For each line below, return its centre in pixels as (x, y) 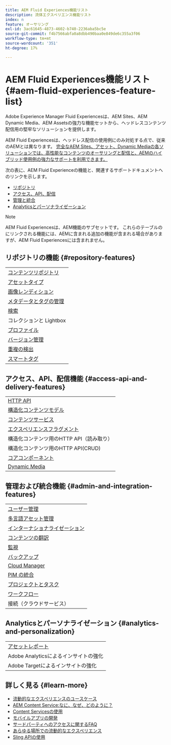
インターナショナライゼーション (46, 528)
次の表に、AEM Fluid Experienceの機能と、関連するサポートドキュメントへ (84, 170)
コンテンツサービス (31, 420)
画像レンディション (31, 292)
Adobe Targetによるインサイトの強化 (52, 665)
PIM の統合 (21, 575)
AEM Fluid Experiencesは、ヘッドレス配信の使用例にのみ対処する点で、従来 (86, 140)
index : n (15, 19)
